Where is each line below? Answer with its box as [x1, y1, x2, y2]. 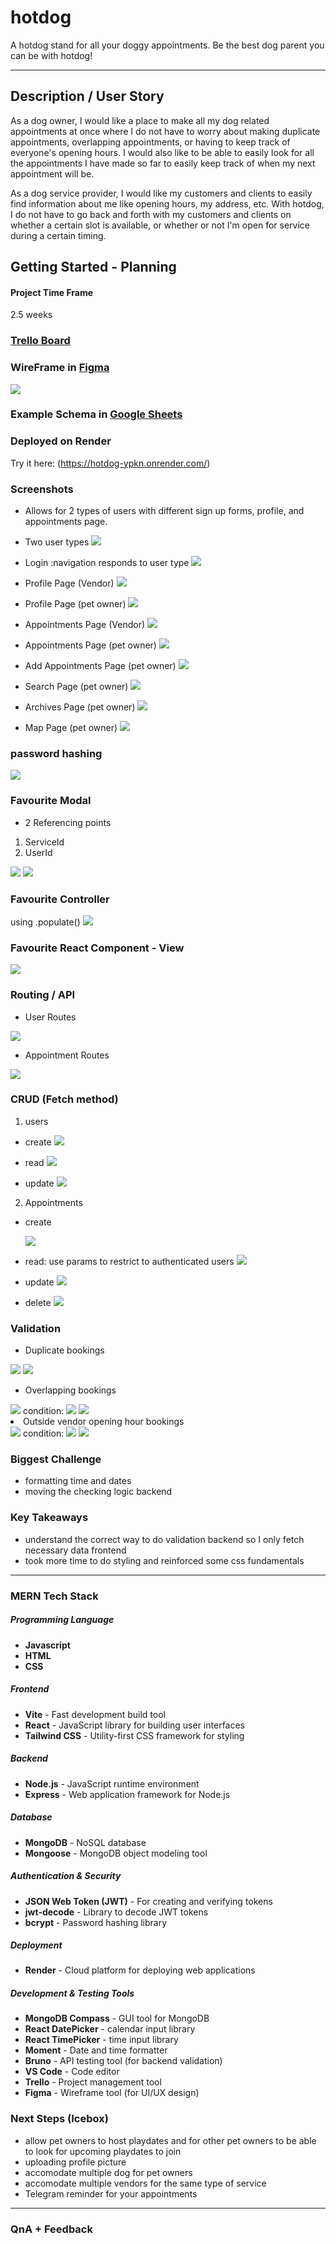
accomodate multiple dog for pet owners [24, 2166, 193, 2178]
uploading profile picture [24, 2156, 127, 2168]
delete [24, 1296, 52, 1308]
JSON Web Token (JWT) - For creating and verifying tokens [24, 1895, 273, 1907]
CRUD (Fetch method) [10, 1092, 119, 1106]
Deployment [10, 1939, 63, 1951]
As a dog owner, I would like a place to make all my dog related [10, 114, 270, 126]
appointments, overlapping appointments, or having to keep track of [10, 136, 291, 148]
